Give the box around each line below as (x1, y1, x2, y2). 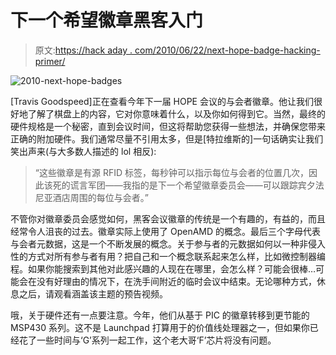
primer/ (34, 55, 66, 67)
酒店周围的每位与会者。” (52, 191, 149, 203)
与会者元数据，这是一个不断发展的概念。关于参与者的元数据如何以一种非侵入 (10, 237, 326, 250)
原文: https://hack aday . (34, 44, 133, 56)
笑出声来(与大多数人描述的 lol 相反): (10, 145, 157, 157)
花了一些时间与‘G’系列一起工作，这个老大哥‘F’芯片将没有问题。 (18, 334, 277, 346)
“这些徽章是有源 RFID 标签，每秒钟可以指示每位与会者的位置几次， (34, 166, 309, 178)
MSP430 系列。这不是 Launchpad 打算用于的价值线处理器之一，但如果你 (10, 321, 310, 333)
